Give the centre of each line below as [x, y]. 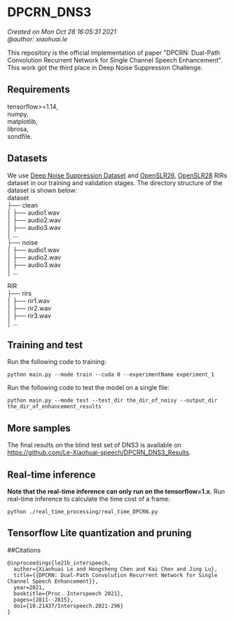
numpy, [18, 114]
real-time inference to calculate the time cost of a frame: [89, 499]
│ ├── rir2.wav [29, 308]
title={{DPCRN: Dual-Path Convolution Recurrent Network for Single [116, 575]
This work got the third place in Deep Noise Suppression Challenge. [105, 67]
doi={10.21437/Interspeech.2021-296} [69, 606]
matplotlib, [23, 121]
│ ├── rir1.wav [29, 300]
